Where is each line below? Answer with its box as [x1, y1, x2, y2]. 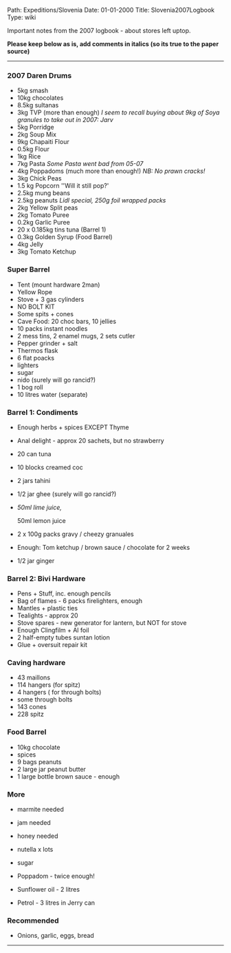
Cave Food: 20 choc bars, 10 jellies [16, 317, 117, 325]
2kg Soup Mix [16, 130, 57, 139]
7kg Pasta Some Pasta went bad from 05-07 [16, 160, 144, 168]
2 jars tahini [16, 476, 50, 484]
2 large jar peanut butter [16, 765, 86, 773]
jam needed [16, 819, 52, 827]
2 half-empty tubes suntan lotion [16, 633, 110, 642]
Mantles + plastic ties [16, 604, 78, 613]
